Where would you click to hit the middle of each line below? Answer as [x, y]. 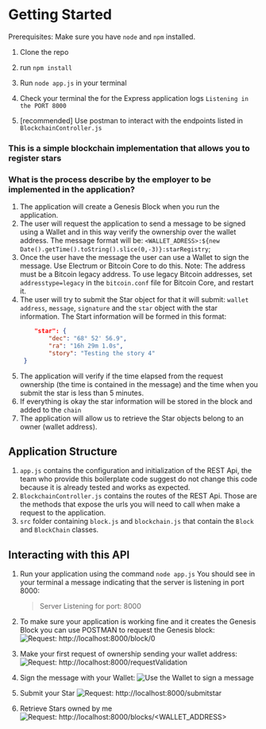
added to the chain [50, 409]
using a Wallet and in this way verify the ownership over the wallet [128, 232]
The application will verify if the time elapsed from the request [121, 376]
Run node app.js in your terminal [73, 83]
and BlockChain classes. [59, 529]
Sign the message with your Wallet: [77, 678]
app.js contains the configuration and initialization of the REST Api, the [136, 471]
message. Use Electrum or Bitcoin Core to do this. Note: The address [133, 266]
